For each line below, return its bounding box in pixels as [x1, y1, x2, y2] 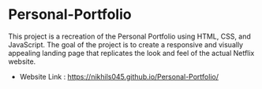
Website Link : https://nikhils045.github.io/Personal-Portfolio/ [19, 72, 219, 81]
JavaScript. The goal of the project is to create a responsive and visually [8, 39, 243, 49]
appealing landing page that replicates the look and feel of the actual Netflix [8, 48, 255, 57]
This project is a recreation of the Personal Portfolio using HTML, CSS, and [8, 32, 251, 41]
